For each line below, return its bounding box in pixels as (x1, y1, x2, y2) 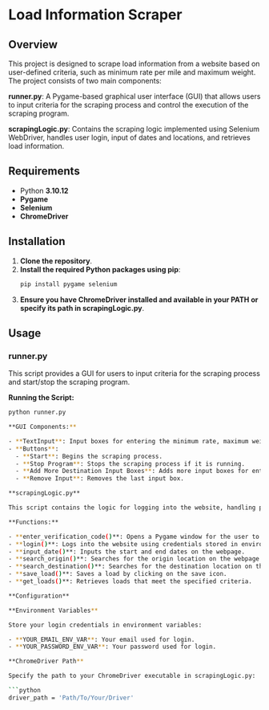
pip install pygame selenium (19, 280, 118, 288)
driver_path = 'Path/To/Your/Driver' (8, 693, 134, 702)
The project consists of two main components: (8, 76, 162, 85)
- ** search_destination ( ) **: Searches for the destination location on (8, 562, 252, 571)
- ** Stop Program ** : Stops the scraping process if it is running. (15, 459, 246, 467)
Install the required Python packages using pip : (19, 264, 181, 274)
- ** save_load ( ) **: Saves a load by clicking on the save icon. (8, 570, 227, 578)
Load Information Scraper (8, 6, 183, 24)
